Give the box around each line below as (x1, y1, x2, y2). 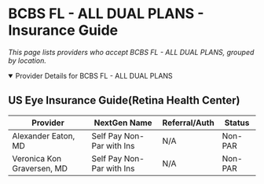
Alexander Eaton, (12, 131, 75, 142)
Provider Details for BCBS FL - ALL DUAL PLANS (15, 71, 173, 80)
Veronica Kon (12, 153, 61, 164)
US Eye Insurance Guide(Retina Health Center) (8, 94, 240, 107)
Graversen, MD (12, 163, 68, 174)
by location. (8, 56, 47, 65)
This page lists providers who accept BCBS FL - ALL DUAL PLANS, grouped (8, 47, 255, 57)
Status (224, 117, 250, 128)
